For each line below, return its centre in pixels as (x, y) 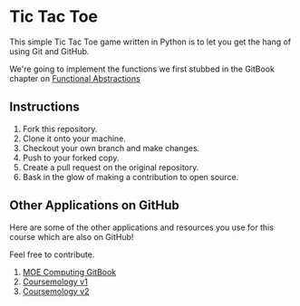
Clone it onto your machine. (74, 139)
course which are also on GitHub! (72, 236)
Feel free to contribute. (52, 254)
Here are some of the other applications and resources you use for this (142, 227)
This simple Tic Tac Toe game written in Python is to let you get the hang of (150, 42)
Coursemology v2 (56, 291)
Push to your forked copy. (71, 158)
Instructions (44, 107)
